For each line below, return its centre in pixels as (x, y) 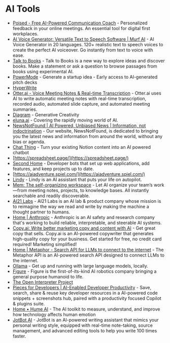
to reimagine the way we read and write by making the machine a (81, 206)
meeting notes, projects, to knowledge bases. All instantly (89, 190)
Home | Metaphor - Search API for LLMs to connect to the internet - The (88, 250)
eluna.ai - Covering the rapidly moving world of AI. (65, 120)
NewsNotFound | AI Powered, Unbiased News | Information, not (79, 126)
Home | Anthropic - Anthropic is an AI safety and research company (83, 217)
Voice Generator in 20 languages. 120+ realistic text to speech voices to (88, 44)
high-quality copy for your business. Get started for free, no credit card (87, 239)
